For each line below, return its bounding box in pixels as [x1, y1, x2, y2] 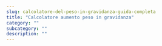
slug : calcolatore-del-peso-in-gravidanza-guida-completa [6, 8, 156, 15]
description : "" [6, 31, 47, 37]
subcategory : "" [6, 25, 47, 32]
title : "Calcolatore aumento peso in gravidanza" [6, 14, 135, 20]
